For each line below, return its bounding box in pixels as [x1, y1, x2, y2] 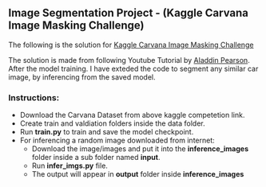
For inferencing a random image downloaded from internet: [19, 135, 216, 146]
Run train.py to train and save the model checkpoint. [19, 127, 194, 137]
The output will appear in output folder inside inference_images [31, 169, 244, 179]
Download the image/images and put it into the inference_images [31, 144, 249, 154]
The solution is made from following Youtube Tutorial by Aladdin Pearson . [8, 55, 250, 64]
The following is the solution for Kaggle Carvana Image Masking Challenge [8, 40, 254, 49]
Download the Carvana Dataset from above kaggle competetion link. [19, 111, 245, 120]
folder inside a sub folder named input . [31, 153, 161, 162]
